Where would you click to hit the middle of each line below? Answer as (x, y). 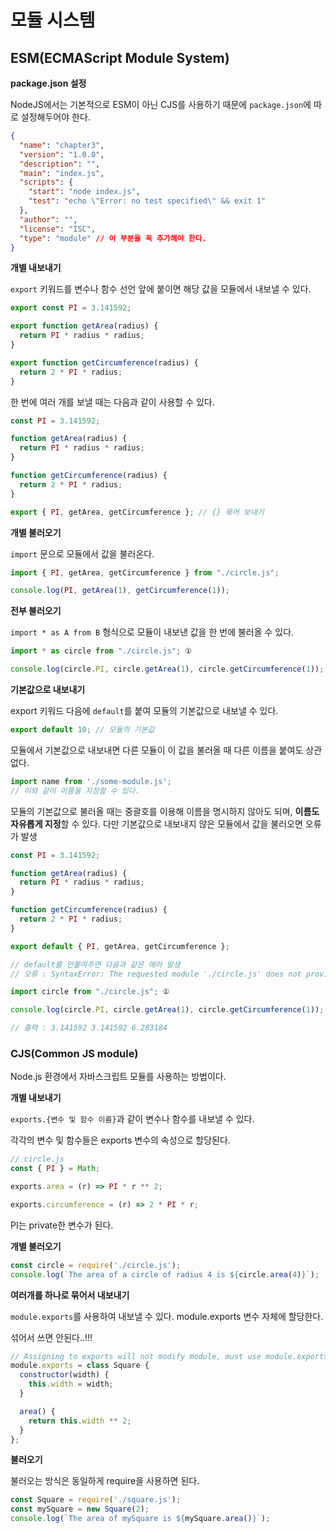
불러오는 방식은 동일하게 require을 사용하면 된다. (105, 1481)
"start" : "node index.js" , (84, 192)
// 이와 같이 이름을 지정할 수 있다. (75, 791)
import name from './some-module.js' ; (91, 781)
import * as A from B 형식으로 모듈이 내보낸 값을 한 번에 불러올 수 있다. (152, 632)
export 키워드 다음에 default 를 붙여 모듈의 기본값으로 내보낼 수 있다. (144, 710)
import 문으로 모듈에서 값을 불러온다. (82, 553)
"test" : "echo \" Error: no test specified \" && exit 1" (147, 201)
